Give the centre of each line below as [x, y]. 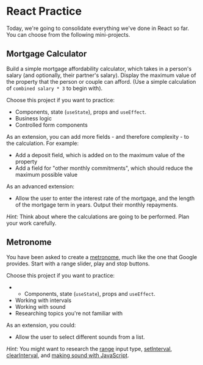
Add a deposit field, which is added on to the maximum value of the [100, 155]
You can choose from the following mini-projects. [68, 34]
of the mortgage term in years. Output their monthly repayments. [96, 205]
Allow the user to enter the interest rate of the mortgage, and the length [105, 198]
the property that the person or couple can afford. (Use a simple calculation [101, 81]
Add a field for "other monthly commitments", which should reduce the [104, 168]
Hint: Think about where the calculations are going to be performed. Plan [98, 216]
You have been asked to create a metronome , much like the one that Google [102, 257]
